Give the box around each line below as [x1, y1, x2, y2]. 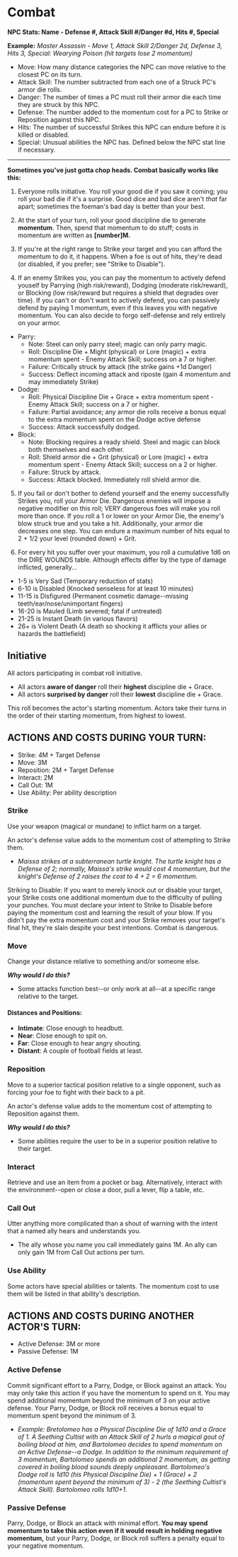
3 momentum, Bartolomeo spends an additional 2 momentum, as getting [17, 1455, 230, 1463]
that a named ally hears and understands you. [7, 1227, 142, 1235]
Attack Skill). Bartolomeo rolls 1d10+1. [17, 1485, 127, 1493]
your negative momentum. [7, 1541, 84, 1550]
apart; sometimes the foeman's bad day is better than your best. [17, 202, 205, 210]
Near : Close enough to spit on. [17, 1031, 108, 1040]
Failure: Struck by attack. [28, 468, 101, 476]
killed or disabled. [17, 130, 69, 139]
